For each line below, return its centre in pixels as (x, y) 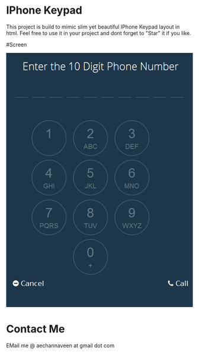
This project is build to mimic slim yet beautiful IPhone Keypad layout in (93, 27)
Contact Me (36, 329)
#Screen (17, 45)
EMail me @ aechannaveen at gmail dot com (60, 346)
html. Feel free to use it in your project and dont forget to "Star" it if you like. (99, 33)
